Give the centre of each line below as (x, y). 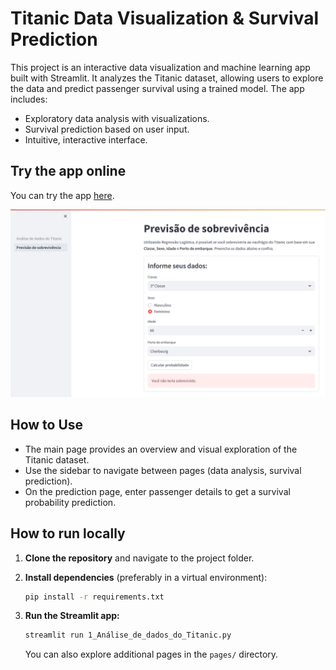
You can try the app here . (62, 195)
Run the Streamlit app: (72, 616)
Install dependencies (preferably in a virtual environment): (146, 577)
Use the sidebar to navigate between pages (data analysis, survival (163, 470)
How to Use (47, 425)
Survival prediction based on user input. (107, 129)
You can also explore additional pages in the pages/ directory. (151, 654)
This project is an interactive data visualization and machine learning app (160, 67)
